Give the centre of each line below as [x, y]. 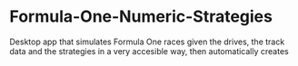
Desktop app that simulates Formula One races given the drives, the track [147, 42]
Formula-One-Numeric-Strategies [141, 17]
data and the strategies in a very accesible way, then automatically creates [149, 51]
